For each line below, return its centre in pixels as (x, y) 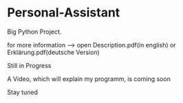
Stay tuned (22, 92)
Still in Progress (29, 65)
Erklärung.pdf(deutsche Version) (53, 52)
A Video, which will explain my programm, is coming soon (89, 79)
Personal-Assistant (64, 13)
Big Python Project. (34, 32)
